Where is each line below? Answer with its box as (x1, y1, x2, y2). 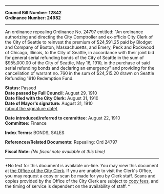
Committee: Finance (5, 120, 47, 126)
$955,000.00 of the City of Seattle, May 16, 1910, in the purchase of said (5, 60, 150, 66)
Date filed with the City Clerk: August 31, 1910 (5, 96, 99, 101)
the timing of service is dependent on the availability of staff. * (5, 183, 130, 189)
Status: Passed (5, 85, 37, 91)
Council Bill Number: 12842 (5, 10, 62, 15)
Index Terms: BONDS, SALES (5, 130, 65, 136)
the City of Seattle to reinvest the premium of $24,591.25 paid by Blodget (5, 39, 152, 45)
